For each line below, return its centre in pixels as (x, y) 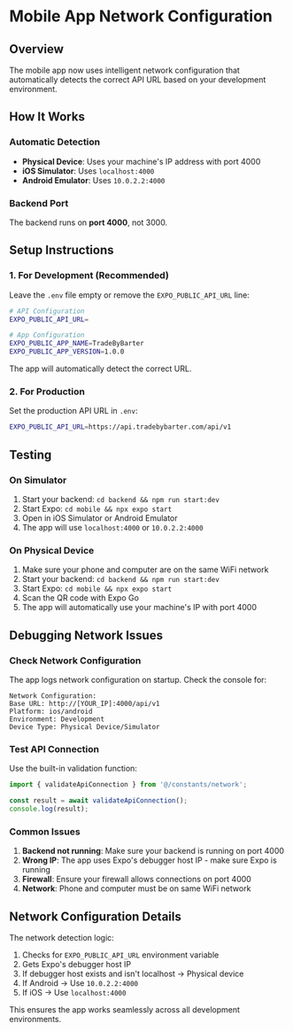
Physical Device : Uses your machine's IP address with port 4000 (141, 161)
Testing (31, 455)
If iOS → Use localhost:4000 (74, 992)
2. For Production (47, 391)
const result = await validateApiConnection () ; (99, 801)
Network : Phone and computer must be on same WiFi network (136, 888)
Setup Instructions (62, 250)
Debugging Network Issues (86, 635)
